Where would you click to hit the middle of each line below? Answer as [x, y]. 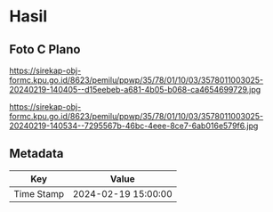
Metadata [36, 154]
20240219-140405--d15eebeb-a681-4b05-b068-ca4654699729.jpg [135, 90]
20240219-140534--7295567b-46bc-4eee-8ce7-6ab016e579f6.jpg [134, 126]
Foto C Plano [45, 49]
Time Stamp [39, 193]
